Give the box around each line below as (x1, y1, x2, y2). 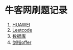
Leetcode (12, 27, 33, 33)
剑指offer (12, 39, 32, 45)
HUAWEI (12, 21, 31, 28)
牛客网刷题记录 (5, 5, 68, 16)
